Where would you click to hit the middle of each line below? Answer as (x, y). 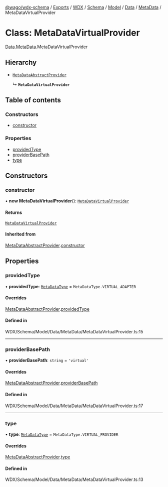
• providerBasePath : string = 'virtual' (47, 360)
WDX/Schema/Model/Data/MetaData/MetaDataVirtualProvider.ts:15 (74, 331)
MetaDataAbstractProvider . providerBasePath (51, 383)
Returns (14, 212)
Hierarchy (21, 63)
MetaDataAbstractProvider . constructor (45, 245)
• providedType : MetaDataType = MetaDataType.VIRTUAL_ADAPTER (71, 286)
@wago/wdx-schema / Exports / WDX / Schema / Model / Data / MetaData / (83, 7)
